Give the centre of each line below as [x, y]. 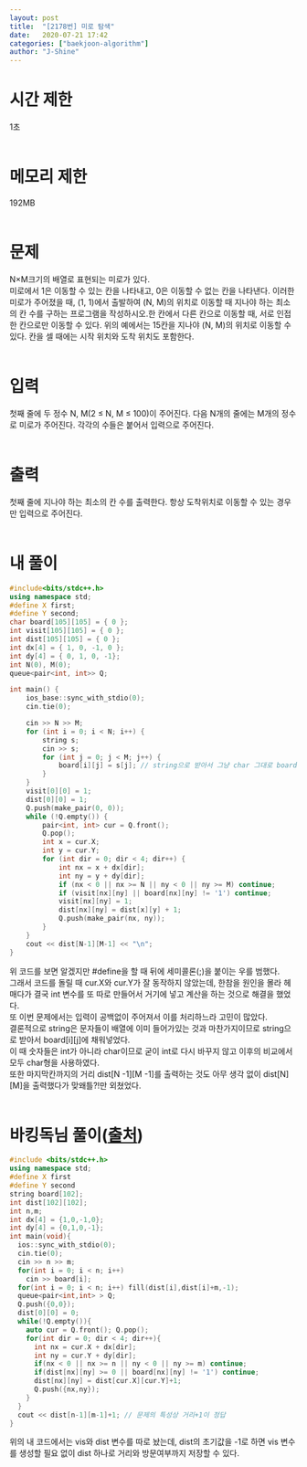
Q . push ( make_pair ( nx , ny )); [112, 919]
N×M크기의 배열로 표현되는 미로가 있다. [80, 279]
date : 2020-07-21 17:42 [58, 35]
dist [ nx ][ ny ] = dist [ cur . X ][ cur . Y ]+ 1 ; [107, 1381]
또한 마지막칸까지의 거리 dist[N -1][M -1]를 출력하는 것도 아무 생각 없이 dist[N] [149, 1073]
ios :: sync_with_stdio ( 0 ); [67, 1245]
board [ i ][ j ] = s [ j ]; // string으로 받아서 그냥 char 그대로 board [178, 765]
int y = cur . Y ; [71, 850]
